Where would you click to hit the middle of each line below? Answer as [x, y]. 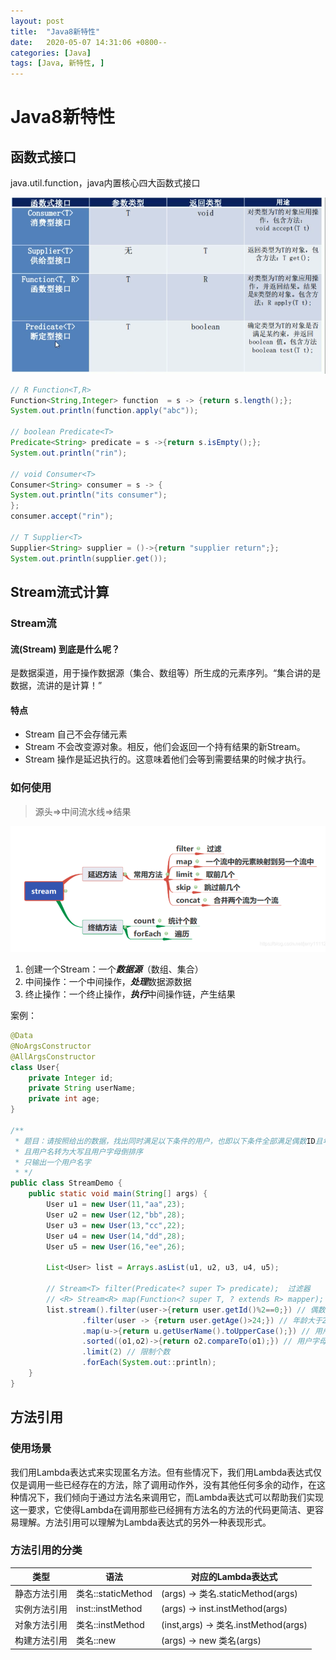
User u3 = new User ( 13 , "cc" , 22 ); [116, 1225]
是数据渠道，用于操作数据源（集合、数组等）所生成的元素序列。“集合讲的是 [166, 673]
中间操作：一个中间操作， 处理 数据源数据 [108, 982]
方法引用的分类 [46, 1550]
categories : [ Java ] [51, 53]
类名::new [96, 1641]
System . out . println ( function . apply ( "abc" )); [104, 411]
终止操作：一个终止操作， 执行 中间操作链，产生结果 [130, 994]
